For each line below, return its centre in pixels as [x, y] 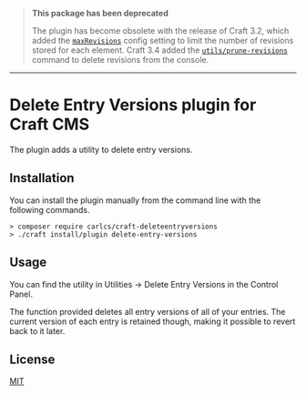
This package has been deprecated [100, 13]
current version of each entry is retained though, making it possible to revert [153, 321]
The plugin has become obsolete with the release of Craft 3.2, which [160, 30]
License [32, 359]
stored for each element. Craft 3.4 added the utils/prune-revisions [160, 50]
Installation [42, 178]
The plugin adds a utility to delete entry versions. [101, 149]
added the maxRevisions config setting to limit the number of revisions [163, 41]
